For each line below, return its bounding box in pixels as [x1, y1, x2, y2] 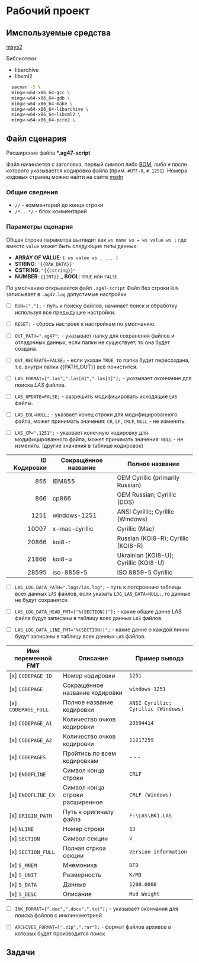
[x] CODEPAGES [9, 753, 46, 762]
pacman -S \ [11, 84, 41, 90]
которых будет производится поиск [14, 930, 105, 937]
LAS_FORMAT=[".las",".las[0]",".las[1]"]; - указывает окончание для [14, 374, 192, 381]
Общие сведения [6, 188, 58, 196]
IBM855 [52, 477, 75, 486]
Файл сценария [6, 133, 67, 143]
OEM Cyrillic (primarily [117, 474, 179, 482]
